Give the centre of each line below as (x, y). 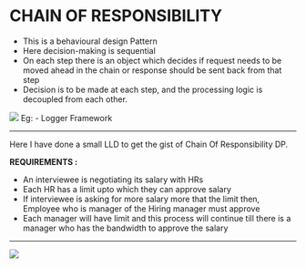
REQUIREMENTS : (44, 161)
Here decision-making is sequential (89, 50)
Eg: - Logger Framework (66, 118)
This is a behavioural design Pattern (90, 41)
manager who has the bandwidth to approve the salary (125, 228)
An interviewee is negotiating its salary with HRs (113, 180)
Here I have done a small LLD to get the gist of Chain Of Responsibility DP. (149, 144)
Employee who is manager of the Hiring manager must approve (141, 208)
